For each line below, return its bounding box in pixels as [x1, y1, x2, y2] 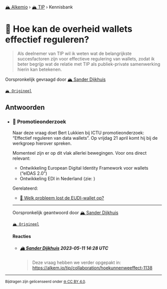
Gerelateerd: [12, 185, 38, 191]
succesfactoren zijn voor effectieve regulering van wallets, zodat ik [17, 55, 155, 61]
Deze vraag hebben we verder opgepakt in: [32, 260, 121, 266]
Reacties [12, 234, 31, 240]
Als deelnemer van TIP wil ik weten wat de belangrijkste [17, 50, 132, 56]
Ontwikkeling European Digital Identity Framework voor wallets [19, 165, 149, 171]
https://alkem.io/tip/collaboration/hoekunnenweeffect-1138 [32, 265, 153, 271]
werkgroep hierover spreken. [12, 140, 72, 146]
